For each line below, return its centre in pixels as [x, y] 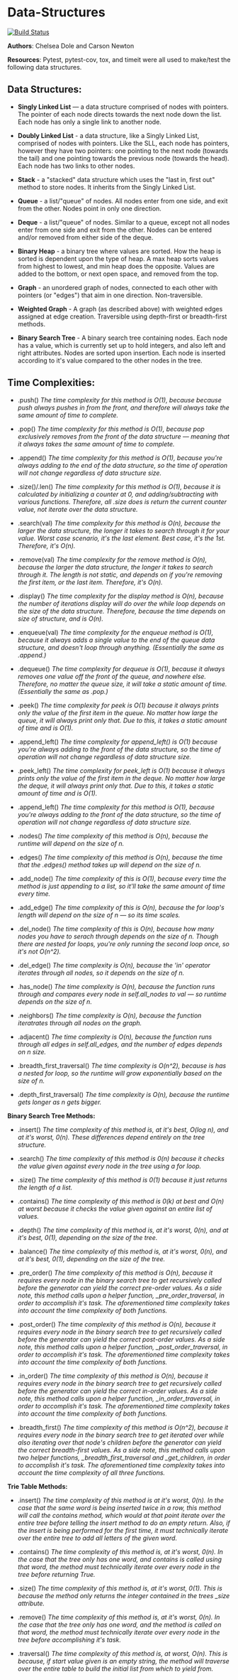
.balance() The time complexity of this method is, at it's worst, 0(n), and [123, 1251]
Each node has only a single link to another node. [89, 122]
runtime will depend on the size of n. [71, 843]
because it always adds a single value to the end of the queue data [116, 640]
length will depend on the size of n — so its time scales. [99, 915]
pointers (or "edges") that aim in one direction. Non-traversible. [110, 295]
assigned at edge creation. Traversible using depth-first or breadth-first [122, 316]
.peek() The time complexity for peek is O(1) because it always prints [118, 705]
